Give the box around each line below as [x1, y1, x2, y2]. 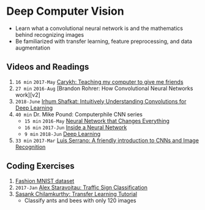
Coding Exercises [6, 161, 75, 171]
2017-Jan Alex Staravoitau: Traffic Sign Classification [15, 184, 148, 191]
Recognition [15, 143, 46, 151]
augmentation [15, 44, 51, 51]
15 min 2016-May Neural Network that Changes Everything [24, 117, 170, 124]
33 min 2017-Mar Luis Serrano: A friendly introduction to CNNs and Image [15, 137, 199, 144]
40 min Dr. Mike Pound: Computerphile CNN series [15, 110, 143, 118]
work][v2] [15, 91, 41, 99]
